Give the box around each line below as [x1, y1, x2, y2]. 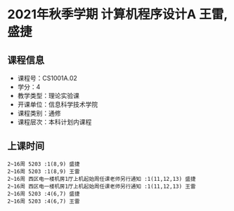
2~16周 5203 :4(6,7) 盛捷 [7, 190, 80, 197]
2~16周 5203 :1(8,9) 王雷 [7, 168, 80, 175]
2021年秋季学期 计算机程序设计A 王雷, [7, 6, 228, 22]
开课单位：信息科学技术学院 [17, 100, 98, 109]
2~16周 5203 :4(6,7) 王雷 [7, 198, 80, 205]
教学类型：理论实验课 [17, 92, 79, 100]
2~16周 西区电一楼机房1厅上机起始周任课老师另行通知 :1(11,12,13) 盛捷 [7, 175, 196, 182]
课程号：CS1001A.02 [17, 74, 77, 82]
